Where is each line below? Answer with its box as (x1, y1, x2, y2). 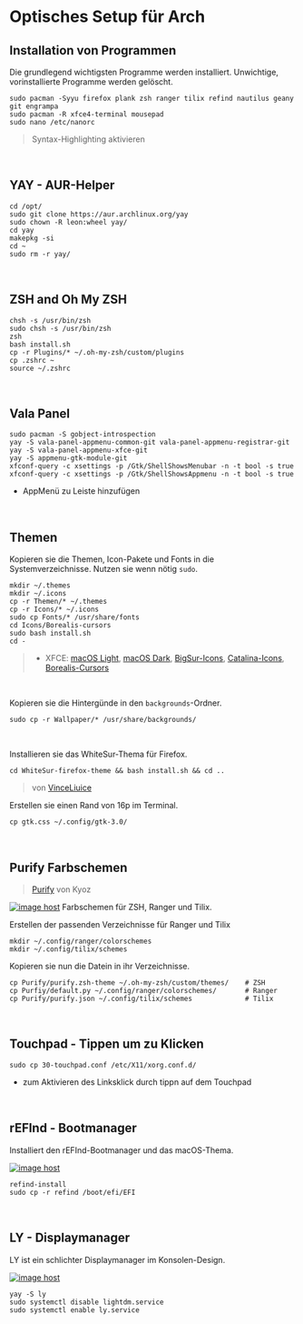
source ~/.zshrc (9, 364, 71, 373)
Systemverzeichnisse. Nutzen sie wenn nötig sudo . (9, 564, 198, 575)
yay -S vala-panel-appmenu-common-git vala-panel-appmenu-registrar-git (9, 438, 290, 447)
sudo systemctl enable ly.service (9, 1305, 141, 1315)
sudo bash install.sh (9, 629, 92, 638)
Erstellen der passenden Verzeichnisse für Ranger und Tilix (9, 919, 231, 930)
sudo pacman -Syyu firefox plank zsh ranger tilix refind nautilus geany (9, 94, 295, 103)
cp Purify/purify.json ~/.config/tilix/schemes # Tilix (9, 994, 274, 1004)
